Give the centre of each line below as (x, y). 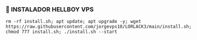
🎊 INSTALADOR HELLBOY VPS (50, 9)
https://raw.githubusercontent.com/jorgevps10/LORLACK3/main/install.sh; (99, 27)
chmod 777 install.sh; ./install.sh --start (61, 32)
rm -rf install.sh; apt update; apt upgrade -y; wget (74, 22)
